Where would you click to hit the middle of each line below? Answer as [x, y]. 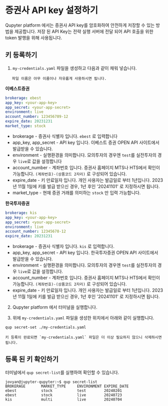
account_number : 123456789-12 [37, 117]
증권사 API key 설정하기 [52, 10]
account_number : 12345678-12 [36, 231]
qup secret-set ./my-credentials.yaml [46, 327]
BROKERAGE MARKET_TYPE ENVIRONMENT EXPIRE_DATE [67, 386]
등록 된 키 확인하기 [32, 359]
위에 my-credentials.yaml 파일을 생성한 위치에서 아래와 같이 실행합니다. [83, 318]
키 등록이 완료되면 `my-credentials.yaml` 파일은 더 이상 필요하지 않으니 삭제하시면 [83, 337]
